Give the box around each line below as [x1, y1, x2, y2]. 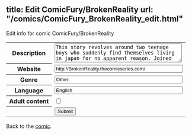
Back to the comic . [6, 123, 52, 130]
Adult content [9, 97, 49, 105]
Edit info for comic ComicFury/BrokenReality [6, 30, 114, 37]
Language [14, 86, 43, 95]
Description [12, 49, 46, 57]
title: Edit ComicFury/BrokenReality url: [6, 5, 153, 15]
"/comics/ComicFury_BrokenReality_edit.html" [6, 14, 184, 24]
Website [17, 65, 41, 73]
